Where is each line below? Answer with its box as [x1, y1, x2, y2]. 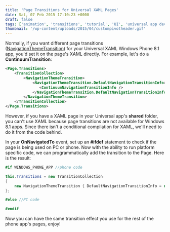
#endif [5, 206, 19, 212]
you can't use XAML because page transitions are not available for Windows [5, 119, 164, 124]
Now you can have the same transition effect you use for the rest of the [5, 216, 154, 222]
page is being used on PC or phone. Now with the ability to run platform [5, 144, 155, 150]
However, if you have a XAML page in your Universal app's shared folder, [5, 113, 158, 119]
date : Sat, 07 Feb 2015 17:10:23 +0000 [5, 12, 90, 17]
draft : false [5, 17, 33, 22]
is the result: [5, 155, 31, 161]
